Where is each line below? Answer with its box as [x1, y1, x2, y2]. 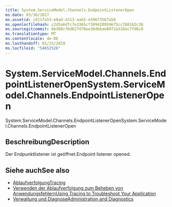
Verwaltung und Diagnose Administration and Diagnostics [12, 196, 133, 202]
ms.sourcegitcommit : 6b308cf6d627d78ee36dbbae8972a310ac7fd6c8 [5, 27, 144, 32]
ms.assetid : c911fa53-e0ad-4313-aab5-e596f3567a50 [5, 17, 116, 22]
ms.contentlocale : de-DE [5, 36, 59, 42]
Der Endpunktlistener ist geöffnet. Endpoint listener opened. [5, 151, 131, 157]
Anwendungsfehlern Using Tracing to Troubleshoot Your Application [12, 191, 156, 197]
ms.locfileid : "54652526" [5, 46, 61, 51]
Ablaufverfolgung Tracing [12, 180, 66, 186]
